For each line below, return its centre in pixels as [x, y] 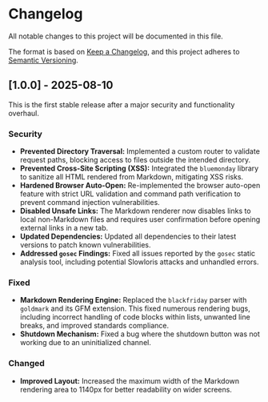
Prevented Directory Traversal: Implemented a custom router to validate [140, 151]
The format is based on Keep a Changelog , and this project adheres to [124, 51]
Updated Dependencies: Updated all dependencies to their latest [128, 236]
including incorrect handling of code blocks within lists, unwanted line [135, 317]
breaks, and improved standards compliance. [94, 326]
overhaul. [24, 113]
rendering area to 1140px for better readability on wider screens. [126, 389]
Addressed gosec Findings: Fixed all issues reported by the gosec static [138, 254]
